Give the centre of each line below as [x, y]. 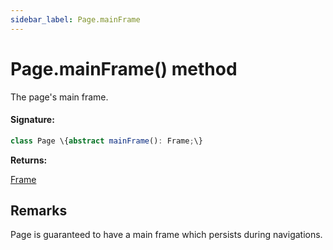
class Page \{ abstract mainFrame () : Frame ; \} [106, 141]
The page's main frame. [59, 97]
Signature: [32, 120]
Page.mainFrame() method [124, 68]
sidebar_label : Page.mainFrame [75, 19]
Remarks [39, 211]
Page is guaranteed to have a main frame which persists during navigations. [166, 235]
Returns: [29, 160]
